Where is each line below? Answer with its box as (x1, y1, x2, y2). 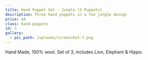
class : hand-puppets (5, 21, 49, 26)
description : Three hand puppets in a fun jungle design (5, 12, 127, 17)
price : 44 (5, 16, 26, 21)
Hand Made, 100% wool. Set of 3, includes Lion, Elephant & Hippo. (5, 48, 143, 55)
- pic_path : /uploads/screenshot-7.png (10, 35, 94, 40)
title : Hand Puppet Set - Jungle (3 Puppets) (5, 7, 102, 12)
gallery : (5, 30, 24, 35)
